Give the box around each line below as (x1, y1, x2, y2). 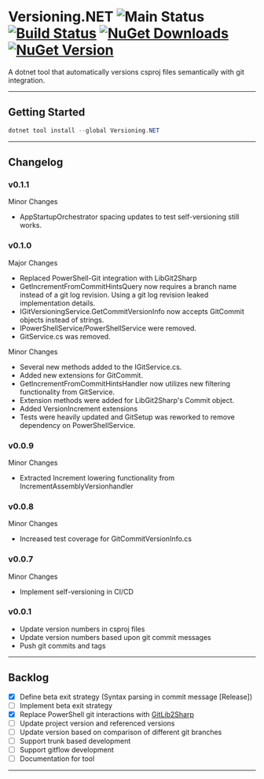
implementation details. (19, 298, 96, 308)
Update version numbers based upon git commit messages (19, 632, 211, 642)
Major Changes (8, 258, 58, 267)
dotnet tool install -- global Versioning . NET (8, 126, 159, 134)
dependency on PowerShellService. (19, 420, 136, 430)
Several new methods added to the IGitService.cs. (19, 362, 182, 371)
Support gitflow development (19, 744, 114, 754)
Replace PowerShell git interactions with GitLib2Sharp (19, 709, 194, 719)
